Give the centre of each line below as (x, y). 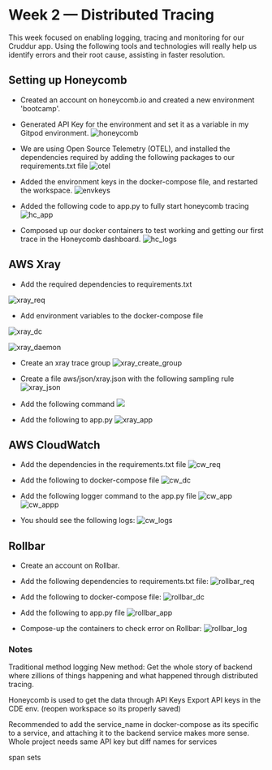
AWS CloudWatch (54, 445)
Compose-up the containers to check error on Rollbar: (111, 629)
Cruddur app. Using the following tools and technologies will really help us (133, 45)
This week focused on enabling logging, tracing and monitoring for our (127, 37)
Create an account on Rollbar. (70, 565)
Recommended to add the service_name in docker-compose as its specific (134, 725)
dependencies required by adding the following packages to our (127, 157)
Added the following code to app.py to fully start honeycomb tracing (134, 205)
